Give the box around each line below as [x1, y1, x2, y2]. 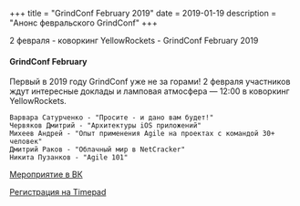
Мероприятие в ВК [9, 169, 84, 180]
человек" [9, 137, 43, 147]
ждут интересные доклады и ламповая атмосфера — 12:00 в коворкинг [9, 86, 290, 97]
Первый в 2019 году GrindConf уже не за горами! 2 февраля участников [9, 77, 291, 88]
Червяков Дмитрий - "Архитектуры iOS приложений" [9, 121, 202, 130]
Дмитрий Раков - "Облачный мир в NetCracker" [9, 145, 185, 154]
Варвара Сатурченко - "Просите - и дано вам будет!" [9, 113, 214, 122]
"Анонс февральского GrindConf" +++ [9, 17, 158, 28]
